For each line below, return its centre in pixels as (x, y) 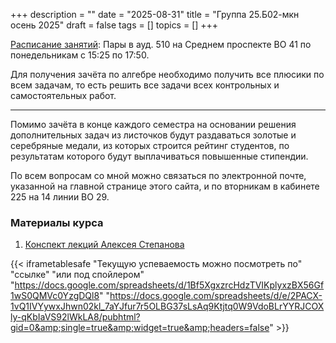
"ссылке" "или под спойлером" (77, 275)
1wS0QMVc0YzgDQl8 (55, 296)
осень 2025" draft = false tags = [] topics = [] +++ (114, 25)
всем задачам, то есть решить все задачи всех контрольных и (145, 85)
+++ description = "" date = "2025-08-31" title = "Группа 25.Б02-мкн (155, 14)
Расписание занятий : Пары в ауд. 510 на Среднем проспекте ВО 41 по (161, 44)
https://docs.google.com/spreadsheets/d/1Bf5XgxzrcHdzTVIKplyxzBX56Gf (169, 285)
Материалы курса (57, 222)
